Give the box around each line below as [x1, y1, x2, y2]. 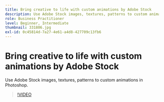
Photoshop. [5, 82, 28, 88]
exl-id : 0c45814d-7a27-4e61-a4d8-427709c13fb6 [5, 30, 102, 34]
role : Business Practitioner [5, 16, 64, 21]
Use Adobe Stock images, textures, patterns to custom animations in [5, 77, 143, 83]
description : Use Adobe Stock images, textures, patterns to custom [5, 12, 147, 17]
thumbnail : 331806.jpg [5, 25, 51, 30]
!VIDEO [17, 91, 32, 97]
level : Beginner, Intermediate [5, 20, 69, 26]
